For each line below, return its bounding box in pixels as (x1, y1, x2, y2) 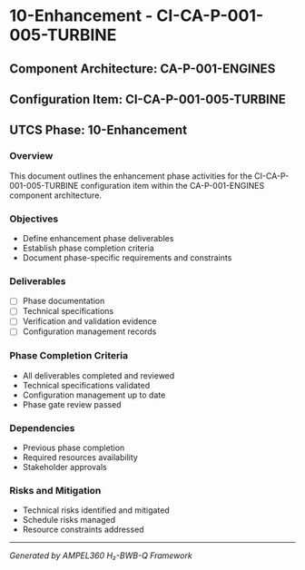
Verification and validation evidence (22, 316, 157, 327)
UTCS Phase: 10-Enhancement (9, 123, 188, 138)
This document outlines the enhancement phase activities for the (9, 170, 252, 182)
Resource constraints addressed (22, 524, 144, 536)
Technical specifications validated (22, 379, 151, 390)
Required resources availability (22, 452, 138, 463)
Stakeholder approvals (22, 462, 107, 473)
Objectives (9, 212, 59, 225)
